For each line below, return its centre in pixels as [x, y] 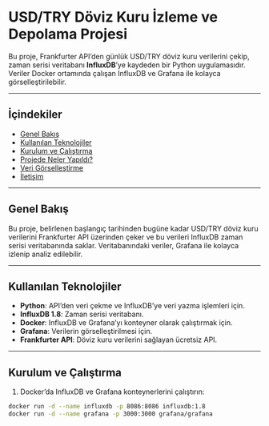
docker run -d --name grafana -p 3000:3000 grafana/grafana [111, 414]
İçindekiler [35, 115]
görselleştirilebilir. [37, 82]
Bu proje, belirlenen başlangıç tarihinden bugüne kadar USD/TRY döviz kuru [133, 228]
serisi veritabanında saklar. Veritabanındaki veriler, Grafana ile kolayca [124, 245]
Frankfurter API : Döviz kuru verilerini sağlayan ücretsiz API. [118, 340]
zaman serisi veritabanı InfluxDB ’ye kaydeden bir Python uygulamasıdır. [127, 65]
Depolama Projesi [68, 34]
